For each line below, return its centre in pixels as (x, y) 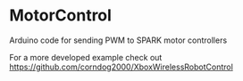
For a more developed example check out (86, 57)
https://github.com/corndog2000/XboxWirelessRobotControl (121, 67)
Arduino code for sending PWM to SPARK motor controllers (118, 40)
